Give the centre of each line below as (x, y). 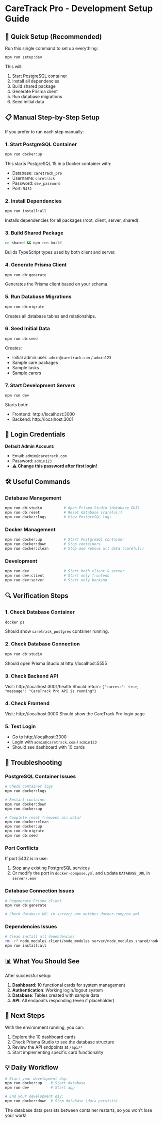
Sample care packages (35, 363)
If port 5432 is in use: (26, 859)
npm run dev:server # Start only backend (56, 580)
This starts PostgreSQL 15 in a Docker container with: (58, 164)
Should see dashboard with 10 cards (48, 747)
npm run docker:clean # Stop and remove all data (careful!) (75, 549)
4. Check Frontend (27, 703)
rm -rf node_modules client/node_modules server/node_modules (69, 941)
